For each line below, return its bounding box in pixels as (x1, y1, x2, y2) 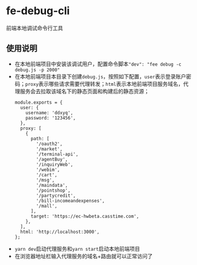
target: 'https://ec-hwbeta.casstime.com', (30, 213, 140, 219)
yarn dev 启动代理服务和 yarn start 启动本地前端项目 (14, 245, 140, 252)
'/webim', (36, 167, 60, 173)
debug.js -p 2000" (14, 67, 60, 73)
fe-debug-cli (6, 4, 70, 18)
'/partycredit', (36, 192, 76, 199)
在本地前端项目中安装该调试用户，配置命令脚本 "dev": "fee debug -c (14, 60, 182, 67)
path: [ (30, 135, 50, 141)
